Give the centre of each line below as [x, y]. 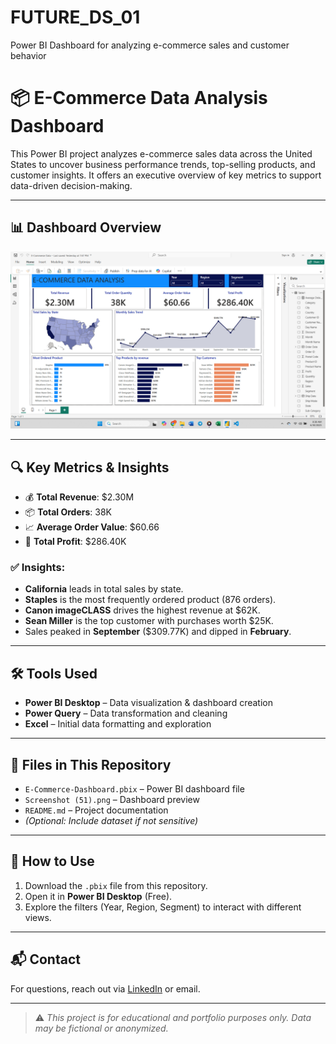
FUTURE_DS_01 [75, 17]
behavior [28, 55]
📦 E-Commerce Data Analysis [139, 98]
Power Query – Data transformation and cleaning [126, 713]
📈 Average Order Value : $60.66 [92, 527]
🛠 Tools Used [54, 673]
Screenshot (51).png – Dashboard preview [112, 799]
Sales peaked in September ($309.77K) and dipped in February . [158, 632]
